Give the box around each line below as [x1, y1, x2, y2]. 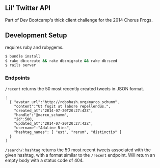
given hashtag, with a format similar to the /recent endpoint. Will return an [5, 152, 156, 158]
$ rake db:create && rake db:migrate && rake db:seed [5, 58, 118, 63]
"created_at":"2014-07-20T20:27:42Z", [14, 108, 93, 113]
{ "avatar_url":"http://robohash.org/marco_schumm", [9, 99, 120, 105]
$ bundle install [5, 54, 41, 58]
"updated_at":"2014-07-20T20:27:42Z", [14, 121, 93, 126]
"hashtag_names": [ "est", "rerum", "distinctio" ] [14, 130, 122, 135]
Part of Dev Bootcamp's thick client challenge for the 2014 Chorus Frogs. [5, 17, 153, 23]
